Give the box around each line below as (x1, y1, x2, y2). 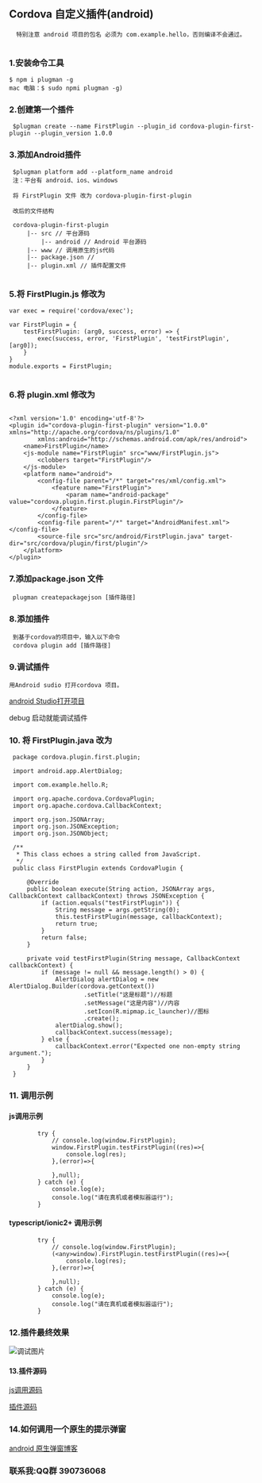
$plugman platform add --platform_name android (12, 167, 173, 176)
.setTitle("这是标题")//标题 (83, 991, 173, 999)
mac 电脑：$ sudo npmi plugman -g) (9, 84, 123, 93)
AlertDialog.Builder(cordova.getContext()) (9, 982, 156, 990)
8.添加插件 (9, 613, 50, 624)
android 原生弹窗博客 (9, 1443, 79, 1453)
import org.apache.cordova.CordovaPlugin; (12, 795, 156, 803)
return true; (55, 920, 98, 928)
